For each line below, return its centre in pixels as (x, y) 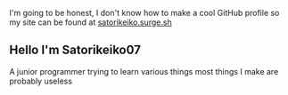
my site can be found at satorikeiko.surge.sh (91, 22)
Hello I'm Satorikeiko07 (75, 50)
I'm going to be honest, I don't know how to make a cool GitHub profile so (144, 13)
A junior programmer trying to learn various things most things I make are (144, 71)
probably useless (41, 81)
